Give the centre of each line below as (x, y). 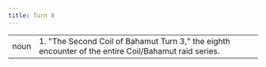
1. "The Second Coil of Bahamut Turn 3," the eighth (135, 41)
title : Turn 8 (32, 15)
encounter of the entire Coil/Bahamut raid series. (129, 50)
